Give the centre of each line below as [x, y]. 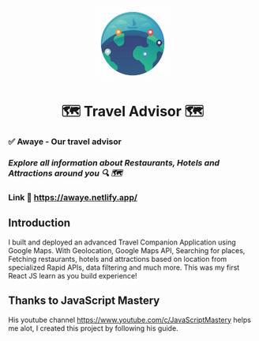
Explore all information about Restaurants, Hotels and [114, 163]
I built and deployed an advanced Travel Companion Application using [122, 242]
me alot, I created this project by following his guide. [94, 328]
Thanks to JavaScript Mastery [84, 301]
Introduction [39, 223]
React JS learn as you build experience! [73, 275]
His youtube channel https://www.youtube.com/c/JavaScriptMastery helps [129, 320]
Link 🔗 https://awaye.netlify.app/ [73, 197]
